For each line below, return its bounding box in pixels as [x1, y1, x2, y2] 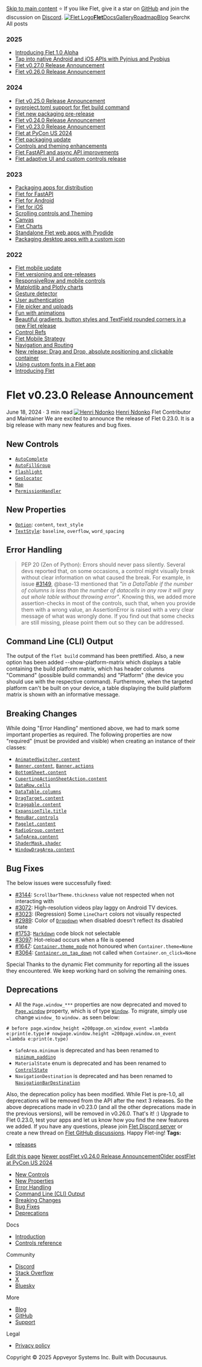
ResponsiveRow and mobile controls [14, 277, 106, 285]
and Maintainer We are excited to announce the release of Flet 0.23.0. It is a [6, 415, 195, 422]
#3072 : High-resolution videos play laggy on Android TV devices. [14, 904, 178, 911]
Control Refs [14, 329, 46, 336]
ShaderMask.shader [14, 841, 62, 847]
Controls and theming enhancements [14, 142, 107, 150]
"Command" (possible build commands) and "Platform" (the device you [6, 672, 184, 679]
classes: [6, 744, 27, 751]
